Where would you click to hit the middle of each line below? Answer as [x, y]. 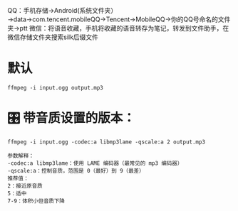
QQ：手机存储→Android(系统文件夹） [62, 10]
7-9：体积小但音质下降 [36, 201]
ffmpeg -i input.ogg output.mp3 [55, 87]
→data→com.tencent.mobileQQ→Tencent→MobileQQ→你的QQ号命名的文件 [119, 19]
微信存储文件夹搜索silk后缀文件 [53, 37]
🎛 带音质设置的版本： [71, 118]
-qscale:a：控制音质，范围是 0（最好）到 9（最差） [76, 171]
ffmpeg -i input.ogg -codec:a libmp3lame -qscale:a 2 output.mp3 [106, 142]
